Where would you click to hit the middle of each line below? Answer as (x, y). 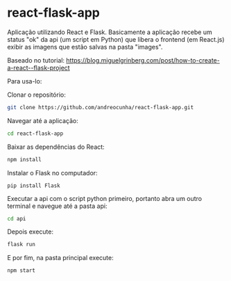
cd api (17, 218)
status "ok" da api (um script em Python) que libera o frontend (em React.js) (116, 39)
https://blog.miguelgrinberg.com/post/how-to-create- (143, 60)
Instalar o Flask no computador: (53, 172)
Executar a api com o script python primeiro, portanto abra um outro (105, 198)
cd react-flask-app (35, 134)
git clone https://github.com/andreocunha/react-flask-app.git (101, 107)
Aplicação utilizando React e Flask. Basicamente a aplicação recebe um (110, 32)
